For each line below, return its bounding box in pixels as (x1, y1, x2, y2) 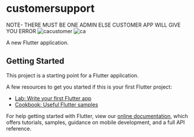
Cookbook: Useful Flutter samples (14, 101, 98, 108)
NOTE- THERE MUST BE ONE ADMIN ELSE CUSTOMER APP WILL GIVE (6, 21, 181, 28)
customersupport (6, 2, 95, 15)
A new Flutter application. (6, 39, 69, 46)
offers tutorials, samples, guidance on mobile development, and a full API (6, 119, 185, 126)
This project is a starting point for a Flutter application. (6, 71, 139, 79)
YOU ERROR (6, 27, 37, 34)
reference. (6, 125, 31, 132)
